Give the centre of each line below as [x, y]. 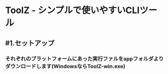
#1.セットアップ [30, 43]
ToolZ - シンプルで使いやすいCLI [72, 10]
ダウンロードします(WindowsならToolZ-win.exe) [65, 66]
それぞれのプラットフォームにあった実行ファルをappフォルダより [85, 58]
